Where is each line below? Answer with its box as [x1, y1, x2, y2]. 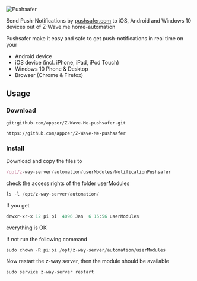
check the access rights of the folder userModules [6, 180, 130, 187]
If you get [6, 202, 30, 209]
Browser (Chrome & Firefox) [14, 72, 84, 78]
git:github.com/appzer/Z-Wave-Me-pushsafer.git [6, 120, 126, 126]
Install [6, 144, 25, 152]
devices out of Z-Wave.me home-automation [6, 24, 116, 30]
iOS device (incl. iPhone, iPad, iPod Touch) [14, 59, 120, 66]
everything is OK [6, 224, 47, 231]
